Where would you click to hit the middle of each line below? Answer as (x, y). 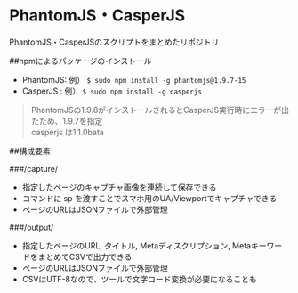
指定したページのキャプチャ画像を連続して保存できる (119, 187)
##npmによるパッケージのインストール (81, 61)
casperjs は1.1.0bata (67, 132)
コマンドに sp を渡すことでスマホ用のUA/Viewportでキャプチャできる (149, 198)
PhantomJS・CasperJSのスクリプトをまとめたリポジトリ (114, 42)
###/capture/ (34, 168)
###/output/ (32, 227)
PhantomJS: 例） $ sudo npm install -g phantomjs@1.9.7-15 (134, 79)
